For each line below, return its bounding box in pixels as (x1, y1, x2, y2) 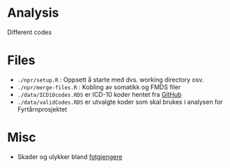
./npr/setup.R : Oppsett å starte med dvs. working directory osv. (17, 75, 204, 84)
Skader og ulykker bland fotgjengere (17, 152, 123, 161)
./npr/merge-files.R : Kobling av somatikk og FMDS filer (17, 82, 181, 91)
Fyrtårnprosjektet (17, 105, 68, 113)
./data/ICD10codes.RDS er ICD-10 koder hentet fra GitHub (17, 90, 182, 98)
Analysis (7, 5, 59, 21)
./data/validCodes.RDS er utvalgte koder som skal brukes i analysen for (17, 98, 223, 106)
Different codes (7, 28, 52, 36)
